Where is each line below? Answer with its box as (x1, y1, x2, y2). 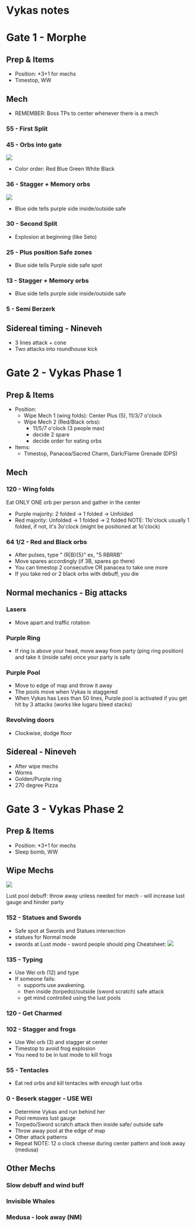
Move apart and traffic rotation (14, 619, 90, 626)
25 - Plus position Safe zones (6, 248, 92, 256)
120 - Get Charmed (6, 1009, 62, 1017)
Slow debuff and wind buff (6, 1181, 84, 1189)
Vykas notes (6, 4, 70, 17)
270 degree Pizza (14, 781, 58, 789)
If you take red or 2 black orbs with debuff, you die (14, 570, 139, 578)
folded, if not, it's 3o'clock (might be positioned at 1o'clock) (14, 522, 161, 530)
